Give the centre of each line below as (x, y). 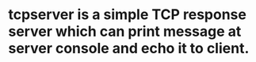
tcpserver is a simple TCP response (128, 15)
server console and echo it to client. (129, 48)
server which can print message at (125, 31)
